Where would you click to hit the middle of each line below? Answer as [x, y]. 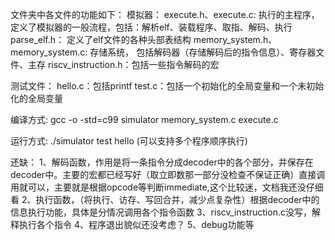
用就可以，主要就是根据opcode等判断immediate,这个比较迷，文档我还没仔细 [167, 187]
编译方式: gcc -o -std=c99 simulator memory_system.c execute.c [144, 119]
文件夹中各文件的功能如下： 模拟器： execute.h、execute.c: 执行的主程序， [165, 14]
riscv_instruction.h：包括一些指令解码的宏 [133, 64]
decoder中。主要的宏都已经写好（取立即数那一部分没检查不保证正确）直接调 [168, 174]
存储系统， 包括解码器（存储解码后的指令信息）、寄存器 [203, 52]
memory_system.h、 [235, 39]
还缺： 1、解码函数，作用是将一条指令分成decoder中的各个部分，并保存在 [162, 162]
